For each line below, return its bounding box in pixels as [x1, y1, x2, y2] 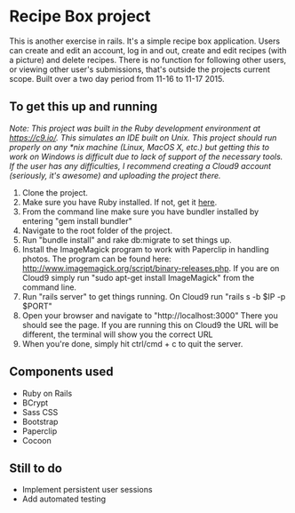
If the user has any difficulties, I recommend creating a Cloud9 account [9, 160, 272, 171]
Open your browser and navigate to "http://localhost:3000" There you [21, 309, 278, 321]
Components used [9, 365, 114, 380]
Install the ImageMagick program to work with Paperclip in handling [21, 244, 269, 254]
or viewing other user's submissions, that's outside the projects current [9, 64, 271, 75]
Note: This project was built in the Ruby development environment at [9, 123, 260, 133]
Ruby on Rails [21, 388, 73, 398]
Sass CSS [21, 406, 59, 417]
